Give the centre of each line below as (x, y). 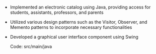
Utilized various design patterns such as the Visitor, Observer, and (79, 22)
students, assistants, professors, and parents (57, 12)
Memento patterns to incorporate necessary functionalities (71, 27)
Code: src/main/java (31, 46)
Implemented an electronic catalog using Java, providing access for (80, 7)
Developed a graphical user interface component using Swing (74, 37)
